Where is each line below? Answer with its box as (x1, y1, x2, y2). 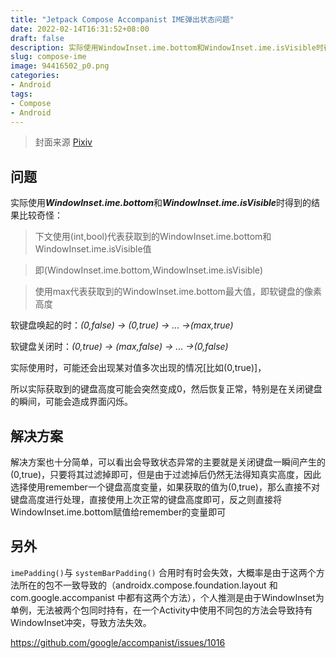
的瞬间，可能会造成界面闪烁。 (10, 396, 133, 408)
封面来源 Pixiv (34, 136, 93, 148)
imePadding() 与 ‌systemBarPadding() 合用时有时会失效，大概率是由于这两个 (10, 566, 317, 578)
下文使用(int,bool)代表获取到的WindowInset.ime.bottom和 (34, 231, 272, 243)
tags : (10, 89, 33, 99)
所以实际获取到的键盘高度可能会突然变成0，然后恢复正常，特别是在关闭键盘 (10, 383, 323, 395)
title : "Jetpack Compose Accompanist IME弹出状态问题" (10, 14, 235, 25)
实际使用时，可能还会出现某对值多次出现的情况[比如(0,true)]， (10, 362, 267, 374)
